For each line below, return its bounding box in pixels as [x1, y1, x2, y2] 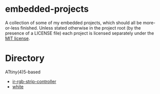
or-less [5, 25, 20, 31]
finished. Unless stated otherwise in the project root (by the [20, 25, 141, 31]
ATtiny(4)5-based [5, 69, 41, 75]
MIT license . [5, 35, 31, 41]
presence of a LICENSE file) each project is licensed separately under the [5, 30, 154, 36]
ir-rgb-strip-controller [12, 78, 57, 84]
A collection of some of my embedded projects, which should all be [5, 20, 142, 26]
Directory [5, 53, 45, 64]
